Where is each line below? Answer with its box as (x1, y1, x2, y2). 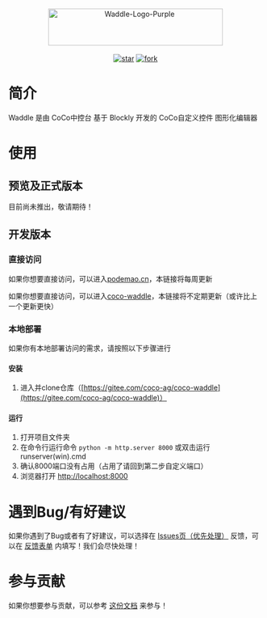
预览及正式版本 (8, 179, 83, 193)
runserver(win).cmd (19, 451, 86, 461)
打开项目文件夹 (19, 433, 70, 442)
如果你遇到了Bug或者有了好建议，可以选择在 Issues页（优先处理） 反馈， (8, 531, 252, 541)
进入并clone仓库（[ (19, 383, 85, 392)
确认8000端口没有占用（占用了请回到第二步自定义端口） (19, 461, 208, 471)
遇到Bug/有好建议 (8, 502, 127, 521)
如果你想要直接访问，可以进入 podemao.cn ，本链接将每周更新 (8, 273, 213, 283)
